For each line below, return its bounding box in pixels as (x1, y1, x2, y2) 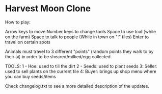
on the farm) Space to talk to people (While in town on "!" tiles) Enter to (5, 34, 149, 40)
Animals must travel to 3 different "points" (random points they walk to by (5, 48, 154, 54)
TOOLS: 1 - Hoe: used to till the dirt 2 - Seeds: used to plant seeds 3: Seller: (5, 63, 158, 69)
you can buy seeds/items (5, 73, 56, 79)
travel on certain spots (5, 39, 51, 45)
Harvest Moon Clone (5, 3, 91, 14)
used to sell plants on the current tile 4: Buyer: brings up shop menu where (5, 68, 157, 74)
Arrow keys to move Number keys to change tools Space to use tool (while (5, 28, 156, 34)
